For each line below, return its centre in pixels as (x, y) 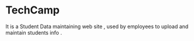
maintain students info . (34, 32)
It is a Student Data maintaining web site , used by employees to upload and (97, 26)
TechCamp (33, 10)
